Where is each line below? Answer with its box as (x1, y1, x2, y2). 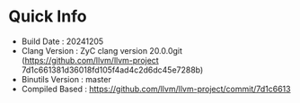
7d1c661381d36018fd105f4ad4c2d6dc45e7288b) (21, 64, 204, 75)
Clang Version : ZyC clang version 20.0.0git (21, 45, 183, 56)
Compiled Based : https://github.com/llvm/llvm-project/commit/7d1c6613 (21, 83, 291, 94)
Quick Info (8, 6, 87, 27)
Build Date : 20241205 (21, 36, 104, 47)
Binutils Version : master (21, 73, 111, 84)
